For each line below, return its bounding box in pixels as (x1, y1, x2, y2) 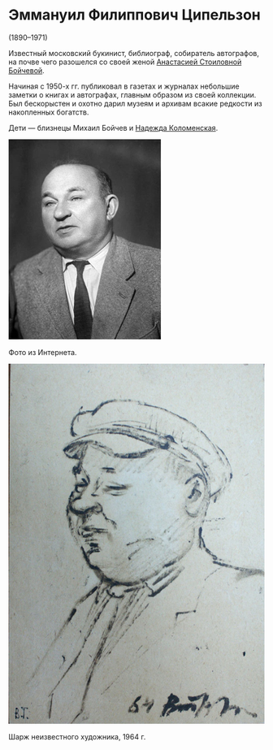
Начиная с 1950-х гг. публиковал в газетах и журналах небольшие (8, 81, 240, 91)
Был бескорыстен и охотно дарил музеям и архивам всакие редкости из (8, 98, 262, 108)
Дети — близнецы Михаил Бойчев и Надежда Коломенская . (8, 123, 219, 132)
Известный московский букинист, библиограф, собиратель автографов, (8, 48, 260, 58)
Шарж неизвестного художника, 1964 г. (8, 731, 146, 741)
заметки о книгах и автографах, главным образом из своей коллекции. (8, 89, 257, 99)
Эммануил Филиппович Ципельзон (8, 6, 262, 24)
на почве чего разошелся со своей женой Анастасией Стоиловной (8, 57, 242, 67)
